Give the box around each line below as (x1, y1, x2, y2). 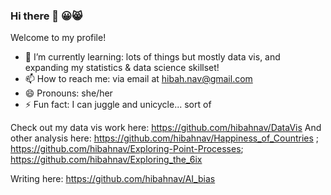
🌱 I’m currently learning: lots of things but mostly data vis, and (24, 51, 281, 63)
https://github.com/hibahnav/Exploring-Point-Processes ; (10, 143, 244, 155)
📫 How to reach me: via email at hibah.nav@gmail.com (24, 73, 253, 85)
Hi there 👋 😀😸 (10, 9, 83, 23)
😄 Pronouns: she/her (24, 87, 113, 99)
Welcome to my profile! (10, 32, 107, 44)
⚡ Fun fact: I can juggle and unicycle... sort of (24, 99, 212, 111)
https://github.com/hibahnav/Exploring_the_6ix (10, 154, 203, 166)
